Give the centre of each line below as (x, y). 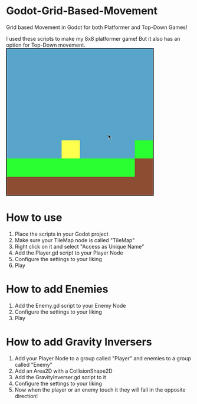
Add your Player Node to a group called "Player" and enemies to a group (103, 358)
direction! (26, 396)
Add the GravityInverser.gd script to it (60, 377)
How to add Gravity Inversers (79, 342)
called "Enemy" (34, 364)
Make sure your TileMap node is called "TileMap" (75, 240)
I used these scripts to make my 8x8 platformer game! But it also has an (93, 38)
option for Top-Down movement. (46, 45)
